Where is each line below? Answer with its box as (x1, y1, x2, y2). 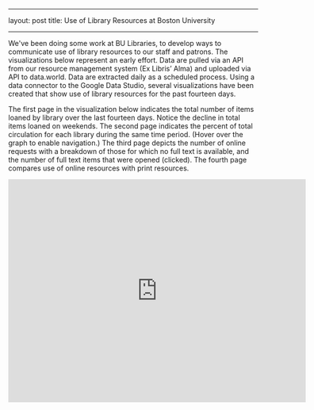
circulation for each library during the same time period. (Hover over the (8, 130, 243, 139)
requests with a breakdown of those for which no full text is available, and (8, 147, 250, 155)
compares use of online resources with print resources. (8, 163, 190, 173)
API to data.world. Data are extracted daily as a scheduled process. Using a (8, 72, 255, 82)
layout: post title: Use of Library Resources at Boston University (8, 16, 216, 25)
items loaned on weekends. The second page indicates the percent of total (8, 121, 254, 131)
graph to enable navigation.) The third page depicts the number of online (8, 138, 247, 148)
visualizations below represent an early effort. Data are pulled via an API (8, 56, 244, 64)
